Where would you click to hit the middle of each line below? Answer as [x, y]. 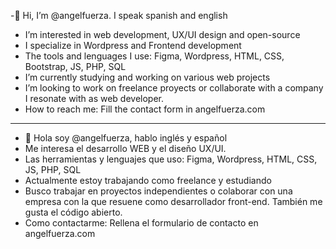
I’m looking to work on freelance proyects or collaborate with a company [174, 88]
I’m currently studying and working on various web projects [147, 77]
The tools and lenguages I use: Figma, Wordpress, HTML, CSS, [154, 56]
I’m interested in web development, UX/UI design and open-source [162, 34]
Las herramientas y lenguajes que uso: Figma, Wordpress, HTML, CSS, [171, 159]
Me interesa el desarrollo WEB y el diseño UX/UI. [125, 148]
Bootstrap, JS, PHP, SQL [75, 66]
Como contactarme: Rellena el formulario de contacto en [141, 223]
